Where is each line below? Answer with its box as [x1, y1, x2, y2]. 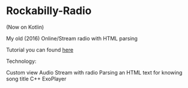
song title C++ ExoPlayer [6, 75, 67, 82]
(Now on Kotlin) [6, 23, 44, 31]
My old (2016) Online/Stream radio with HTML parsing [6, 35, 138, 42]
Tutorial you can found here [6, 46, 74, 53]
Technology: [6, 57, 37, 65]
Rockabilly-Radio [6, 4, 92, 18]
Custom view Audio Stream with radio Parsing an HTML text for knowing [6, 69, 183, 76]
